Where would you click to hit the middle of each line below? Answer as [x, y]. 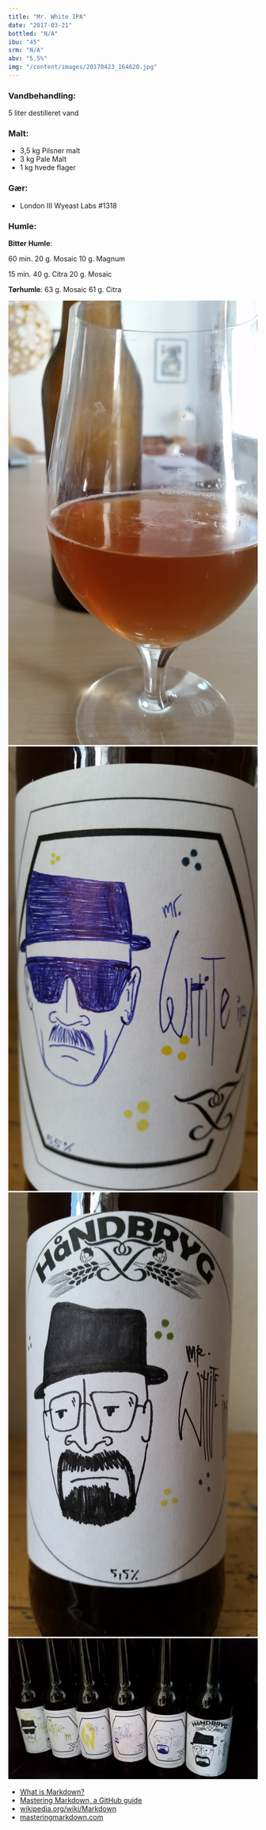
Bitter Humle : [30, 244]
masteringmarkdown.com [61, 1817]
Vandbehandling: [42, 95]
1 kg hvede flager [48, 167]
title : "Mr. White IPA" [47, 17]
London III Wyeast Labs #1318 [68, 206]
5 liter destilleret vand [44, 113]
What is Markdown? [52, 1792]
